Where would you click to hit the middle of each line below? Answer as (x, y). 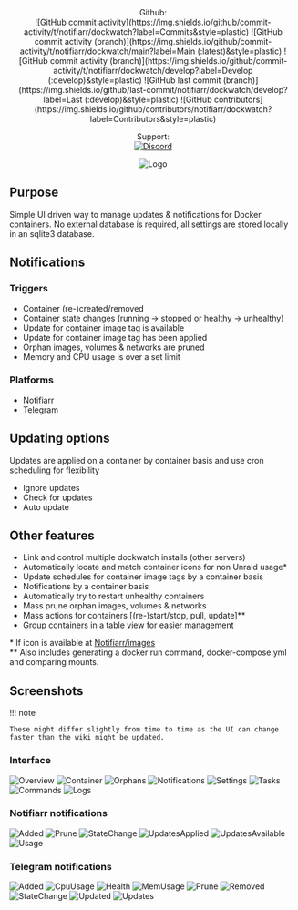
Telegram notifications (61, 866)
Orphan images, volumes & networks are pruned (113, 347)
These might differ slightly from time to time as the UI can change (144, 730)
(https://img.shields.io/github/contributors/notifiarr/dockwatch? (153, 109)
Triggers (29, 289)
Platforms (32, 380)
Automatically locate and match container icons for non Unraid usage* (154, 567)
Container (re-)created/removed (83, 308)
